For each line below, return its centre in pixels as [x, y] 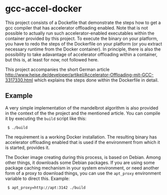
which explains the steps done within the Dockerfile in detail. [96, 80]
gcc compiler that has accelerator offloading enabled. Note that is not [77, 27]
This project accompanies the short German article [57, 69]
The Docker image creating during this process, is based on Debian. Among [83, 157]
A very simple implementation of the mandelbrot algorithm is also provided [82, 107]
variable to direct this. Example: [37, 178]
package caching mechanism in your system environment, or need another [82, 167]
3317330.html [19, 80]
